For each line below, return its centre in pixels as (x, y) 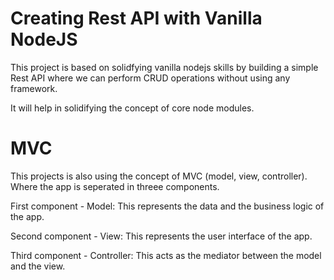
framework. (34, 88)
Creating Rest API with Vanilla (136, 18)
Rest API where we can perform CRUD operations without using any (150, 78)
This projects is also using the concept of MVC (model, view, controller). (159, 176)
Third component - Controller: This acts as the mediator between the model (166, 255)
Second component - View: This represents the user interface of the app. (161, 236)
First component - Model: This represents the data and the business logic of (167, 206)
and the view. (38, 266)
